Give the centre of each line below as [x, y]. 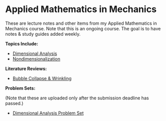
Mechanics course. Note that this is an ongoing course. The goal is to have [83, 28]
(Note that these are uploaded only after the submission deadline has [77, 98]
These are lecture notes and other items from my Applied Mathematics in [81, 23]
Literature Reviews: [26, 69]
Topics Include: [22, 43]
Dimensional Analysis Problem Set [48, 113]
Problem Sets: [20, 88]
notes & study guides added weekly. [43, 34]
